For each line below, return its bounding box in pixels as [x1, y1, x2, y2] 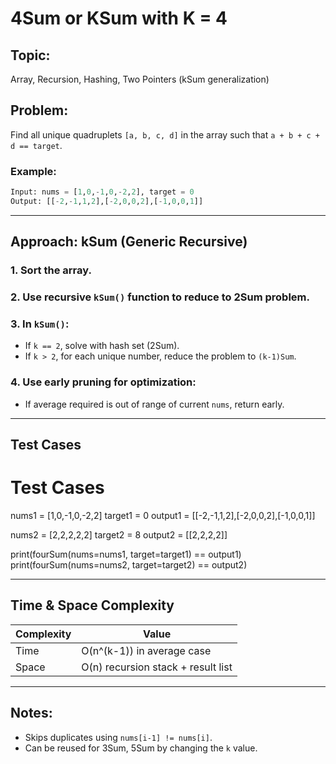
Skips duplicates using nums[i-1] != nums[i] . [24, 731, 213, 743]
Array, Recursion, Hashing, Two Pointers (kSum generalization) [10, 73, 270, 85]
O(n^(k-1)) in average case [81, 643, 212, 657]
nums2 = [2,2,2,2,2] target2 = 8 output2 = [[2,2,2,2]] [10, 529, 228, 541]
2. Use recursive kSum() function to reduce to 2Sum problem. [10, 290, 310, 304]
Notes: [10, 705, 53, 722]
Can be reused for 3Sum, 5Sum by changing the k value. [24, 742, 258, 754]
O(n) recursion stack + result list [81, 660, 233, 674]
